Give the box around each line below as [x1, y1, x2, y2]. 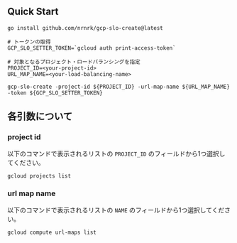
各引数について [7, 110, 73, 123]
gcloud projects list [7, 172, 72, 180]
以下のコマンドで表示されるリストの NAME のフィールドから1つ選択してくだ [7, 205, 225, 214]
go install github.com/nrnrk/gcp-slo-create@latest [7, 24, 163, 31]
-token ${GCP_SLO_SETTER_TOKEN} [7, 89, 103, 97]
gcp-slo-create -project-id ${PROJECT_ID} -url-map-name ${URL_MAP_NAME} [7, 83, 231, 90]
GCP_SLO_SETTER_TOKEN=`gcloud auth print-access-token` [7, 44, 176, 52]
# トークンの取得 [7, 38, 51, 45]
